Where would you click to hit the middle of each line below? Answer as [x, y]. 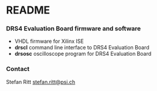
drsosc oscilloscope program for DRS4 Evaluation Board [83, 54]
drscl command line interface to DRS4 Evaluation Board [82, 48]
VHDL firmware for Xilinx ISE [49, 41]
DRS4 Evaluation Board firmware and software [74, 29]
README [28, 10]
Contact [18, 69]
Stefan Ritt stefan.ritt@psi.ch [41, 82]
